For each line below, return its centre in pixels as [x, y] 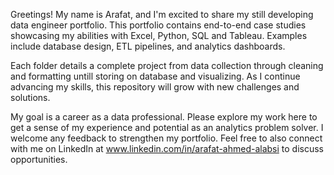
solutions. [30, 97]
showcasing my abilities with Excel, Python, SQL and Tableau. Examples [159, 35]
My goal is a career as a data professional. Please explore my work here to [164, 117]
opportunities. [39, 159]
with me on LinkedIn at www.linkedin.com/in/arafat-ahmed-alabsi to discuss [167, 148]
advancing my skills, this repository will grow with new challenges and [155, 87]
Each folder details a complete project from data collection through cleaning [167, 65]
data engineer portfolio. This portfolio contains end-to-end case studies [158, 25]
